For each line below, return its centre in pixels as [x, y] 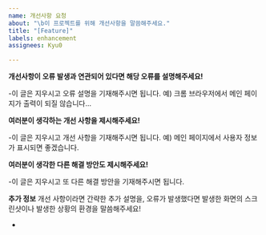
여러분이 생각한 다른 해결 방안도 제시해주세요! [78, 164]
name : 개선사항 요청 [37, 16]
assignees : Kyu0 [35, 46]
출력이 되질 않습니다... [57, 103]
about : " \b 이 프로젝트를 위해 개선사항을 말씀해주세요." [89, 23]
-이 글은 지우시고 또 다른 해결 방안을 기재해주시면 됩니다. [97, 182]
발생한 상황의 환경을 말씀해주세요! [89, 209]
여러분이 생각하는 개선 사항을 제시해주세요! [74, 120]
